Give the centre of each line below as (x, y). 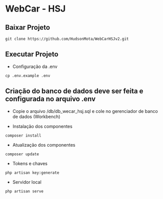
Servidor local (27, 182)
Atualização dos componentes (44, 145)
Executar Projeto (32, 54)
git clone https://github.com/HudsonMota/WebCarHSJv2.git (67, 39)
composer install (23, 136)
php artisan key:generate (32, 173)
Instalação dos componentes (42, 126)
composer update (22, 154)
